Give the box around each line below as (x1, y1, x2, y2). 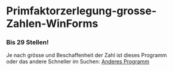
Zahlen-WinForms (6, 17, 98, 30)
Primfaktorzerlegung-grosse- (6, 4, 157, 18)
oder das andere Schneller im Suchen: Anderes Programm (6, 58, 150, 65)
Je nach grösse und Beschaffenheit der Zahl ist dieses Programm (6, 52, 167, 59)
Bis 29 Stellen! (6, 38, 49, 47)
